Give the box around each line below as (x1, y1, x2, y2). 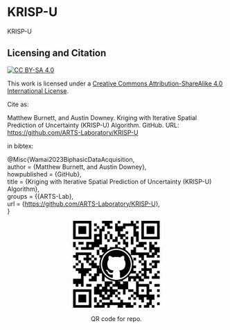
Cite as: (7, 100, 29, 108)
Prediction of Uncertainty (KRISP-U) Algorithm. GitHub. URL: (7, 121, 179, 129)
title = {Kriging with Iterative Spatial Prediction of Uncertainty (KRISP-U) (7, 177, 212, 185)
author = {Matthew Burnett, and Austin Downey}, (7, 163, 147, 171)
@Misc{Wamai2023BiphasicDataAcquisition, (7, 155, 135, 163)
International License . (7, 86, 69, 94)
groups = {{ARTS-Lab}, (7, 192, 74, 200)
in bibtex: (7, 142, 34, 150)
